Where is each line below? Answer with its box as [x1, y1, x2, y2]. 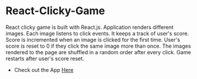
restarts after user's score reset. [5, 55, 84, 62]
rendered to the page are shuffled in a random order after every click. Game [5, 48, 191, 55]
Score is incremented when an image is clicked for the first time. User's [5, 36, 180, 43]
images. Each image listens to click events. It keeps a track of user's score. [5, 29, 189, 37]
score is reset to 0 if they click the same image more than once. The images [5, 42, 191, 50]
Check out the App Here [14, 66, 74, 73]
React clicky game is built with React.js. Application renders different [5, 24, 174, 31]
